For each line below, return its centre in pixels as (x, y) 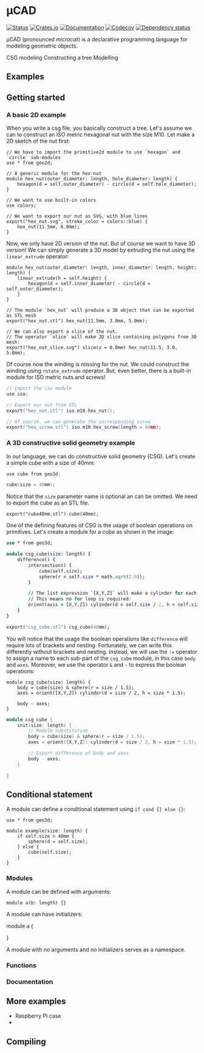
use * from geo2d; (29, 163)
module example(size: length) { (47, 831)
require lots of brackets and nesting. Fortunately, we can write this (89, 645)
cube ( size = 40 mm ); (31, 485)
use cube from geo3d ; (34, 474)
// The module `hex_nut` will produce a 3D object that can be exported (100, 310)
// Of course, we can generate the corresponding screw (78, 422)
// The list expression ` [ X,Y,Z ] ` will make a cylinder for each (113, 594)
